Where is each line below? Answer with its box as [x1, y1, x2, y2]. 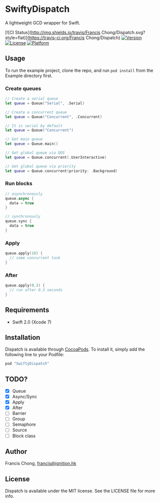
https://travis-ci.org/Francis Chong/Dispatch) [29, 35, 121, 41]
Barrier [12, 411, 27, 416]
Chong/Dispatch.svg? [101, 29, 145, 35]
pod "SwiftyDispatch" [5, 361, 50, 366]
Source [12, 427, 27, 433]
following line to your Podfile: [5, 352, 64, 358]
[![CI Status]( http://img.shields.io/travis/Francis [5, 29, 101, 35]
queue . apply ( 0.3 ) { [5, 283, 45, 288]
